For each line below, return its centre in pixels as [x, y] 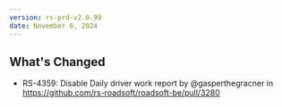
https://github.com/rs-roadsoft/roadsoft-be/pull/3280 [121, 93]
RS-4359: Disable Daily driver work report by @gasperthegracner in [148, 83]
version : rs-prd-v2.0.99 [56, 17]
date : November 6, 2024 [54, 26]
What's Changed [57, 62]
